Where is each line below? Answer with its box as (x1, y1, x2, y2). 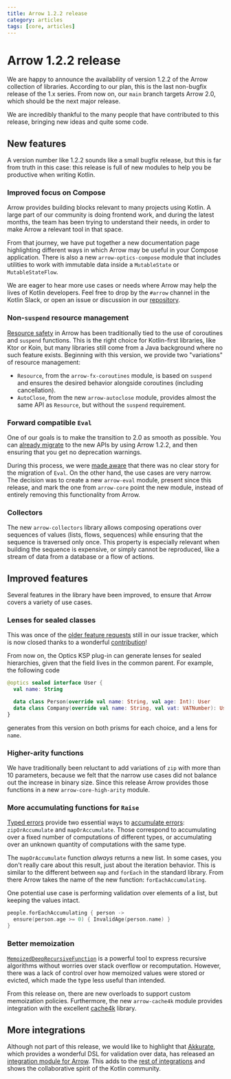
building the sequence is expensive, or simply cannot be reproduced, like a (7, 545, 220, 554)
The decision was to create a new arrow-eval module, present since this (7, 476, 212, 484)
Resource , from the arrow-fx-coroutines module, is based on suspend (16, 371, 212, 379)
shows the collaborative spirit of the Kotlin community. (7, 1065, 162, 1073)
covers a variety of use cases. (7, 598, 93, 606)
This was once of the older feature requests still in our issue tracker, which (7, 631, 219, 639)
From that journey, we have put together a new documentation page (7, 239, 200, 247)
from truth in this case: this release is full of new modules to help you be (7, 163, 212, 172)
